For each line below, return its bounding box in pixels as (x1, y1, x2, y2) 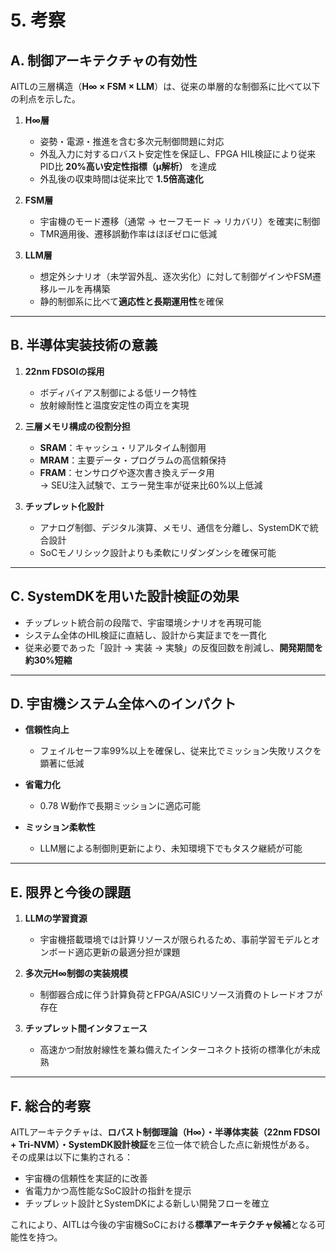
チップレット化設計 (24, 500, 105, 512)
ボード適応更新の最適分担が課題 (48, 946, 181, 958)
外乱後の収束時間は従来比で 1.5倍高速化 (39, 173, 204, 185)
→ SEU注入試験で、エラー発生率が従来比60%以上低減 (39, 479, 263, 491)
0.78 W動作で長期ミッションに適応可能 (39, 800, 202, 812)
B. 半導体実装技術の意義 (10, 337, 158, 354)
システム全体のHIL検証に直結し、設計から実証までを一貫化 (24, 629, 267, 641)
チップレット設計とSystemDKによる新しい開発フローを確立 (24, 1197, 270, 1210)
